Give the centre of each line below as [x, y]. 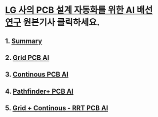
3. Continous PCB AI [37, 75]
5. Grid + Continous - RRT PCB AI [57, 108]
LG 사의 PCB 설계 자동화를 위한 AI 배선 [79, 10]
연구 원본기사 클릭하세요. [52, 22]
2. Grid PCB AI [27, 58]
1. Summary [24, 41]
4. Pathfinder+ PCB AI [39, 91]
